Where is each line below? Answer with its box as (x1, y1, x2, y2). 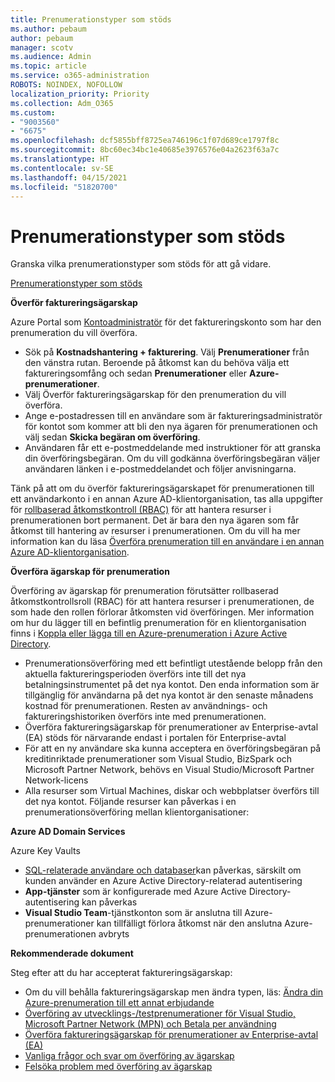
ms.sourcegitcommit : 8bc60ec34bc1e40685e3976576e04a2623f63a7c (10, 145, 280, 155)
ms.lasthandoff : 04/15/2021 (10, 172, 128, 183)
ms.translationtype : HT (10, 154, 110, 164)
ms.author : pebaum (10, 24, 87, 34)
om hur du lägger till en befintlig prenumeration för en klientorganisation (10, 617, 307, 629)
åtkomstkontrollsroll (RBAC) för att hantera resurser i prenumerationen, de (10, 596, 315, 608)
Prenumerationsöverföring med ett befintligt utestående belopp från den (24, 657, 323, 670)
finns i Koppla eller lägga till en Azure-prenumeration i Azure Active (10, 627, 288, 640)
